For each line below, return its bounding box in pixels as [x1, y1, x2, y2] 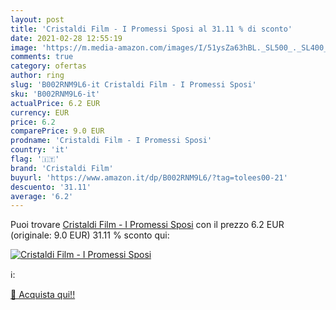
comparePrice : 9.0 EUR [10, 126, 105, 136]
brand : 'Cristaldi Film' [10, 163, 114, 173]
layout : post [10, 14, 65, 25]
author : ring [10, 71, 65, 81]
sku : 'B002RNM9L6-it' [10, 89, 101, 99]
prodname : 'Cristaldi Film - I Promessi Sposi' [10, 136, 213, 146]
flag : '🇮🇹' [10, 154, 60, 164]
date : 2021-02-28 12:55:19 [10, 33, 123, 43]
